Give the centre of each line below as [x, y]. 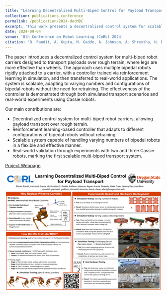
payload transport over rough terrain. [50, 124]
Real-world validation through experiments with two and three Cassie [83, 150]
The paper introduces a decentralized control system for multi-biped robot [82, 57]
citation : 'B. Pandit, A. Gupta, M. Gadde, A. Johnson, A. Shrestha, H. [82, 42]
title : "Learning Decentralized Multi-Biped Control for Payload [74, 10]
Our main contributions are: [33, 109]
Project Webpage [23, 165]
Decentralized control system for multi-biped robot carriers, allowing [83, 119]
